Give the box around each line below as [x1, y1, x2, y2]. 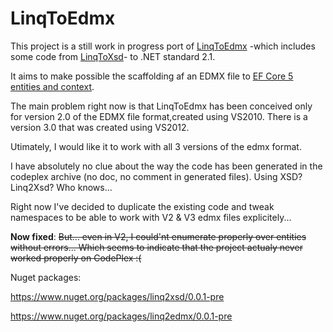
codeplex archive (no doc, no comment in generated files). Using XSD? [10, 170, 303, 182]
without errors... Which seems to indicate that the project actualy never [10, 241, 303, 253]
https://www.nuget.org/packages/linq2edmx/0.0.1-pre [10, 310, 233, 322]
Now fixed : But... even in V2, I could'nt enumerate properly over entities [10, 230, 307, 242]
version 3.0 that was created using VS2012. [10, 121, 190, 133]
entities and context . [10, 80, 95, 92]
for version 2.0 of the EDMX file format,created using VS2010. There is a [10, 110, 308, 122]
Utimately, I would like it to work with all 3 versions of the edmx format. [10, 140, 302, 152]
